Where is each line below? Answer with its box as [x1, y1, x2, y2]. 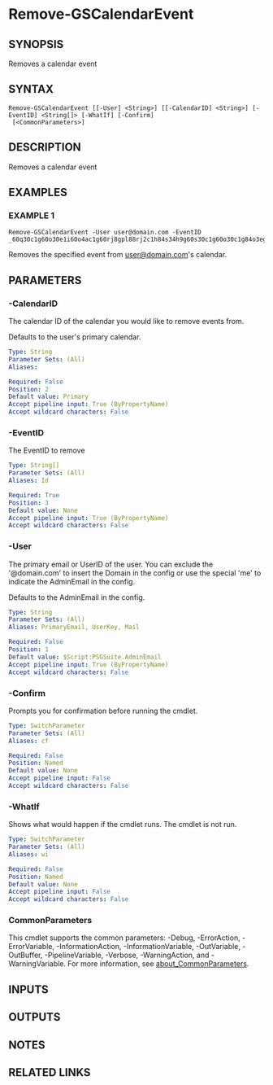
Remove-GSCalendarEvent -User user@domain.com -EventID [8, 229, 201, 237]
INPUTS [8, 982, 49, 996]
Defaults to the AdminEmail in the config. [8, 592, 145, 602]
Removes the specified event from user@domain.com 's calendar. [8, 250, 227, 260]
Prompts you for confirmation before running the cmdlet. [8, 706, 198, 715]
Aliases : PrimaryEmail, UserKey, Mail [8, 623, 140, 632]
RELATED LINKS [8, 1065, 91, 1079]
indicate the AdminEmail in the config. [8, 576, 136, 586]
